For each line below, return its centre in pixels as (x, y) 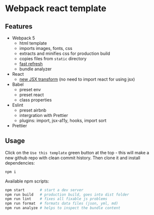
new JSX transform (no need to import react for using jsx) (77, 79)
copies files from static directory (53, 58)
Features (19, 26)
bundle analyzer (35, 69)
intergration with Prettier (43, 115)
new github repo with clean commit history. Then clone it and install (73, 158)
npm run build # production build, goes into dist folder (67, 195)
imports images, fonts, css (46, 48)
